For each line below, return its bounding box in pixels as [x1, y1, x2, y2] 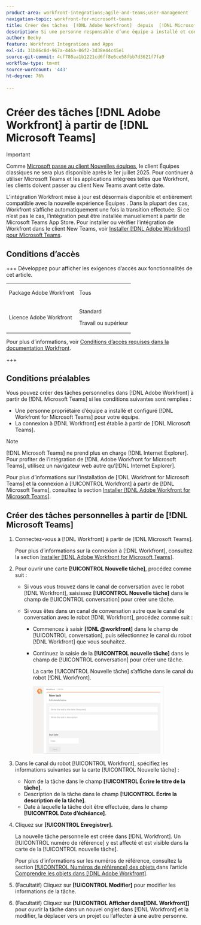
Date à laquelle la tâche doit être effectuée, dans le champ [23, 803, 168, 811]
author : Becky [6, 35, 42, 41]
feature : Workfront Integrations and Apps [6, 41, 114, 47]
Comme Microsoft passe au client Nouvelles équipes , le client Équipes [6, 162, 179, 170]
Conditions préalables [6, 373, 90, 383]
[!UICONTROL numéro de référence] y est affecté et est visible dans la [14, 839, 188, 847]
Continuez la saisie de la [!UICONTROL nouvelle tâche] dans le [32, 650, 190, 657]
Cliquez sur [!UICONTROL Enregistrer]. [14, 821, 113, 829]
